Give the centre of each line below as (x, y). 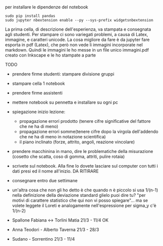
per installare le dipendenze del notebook (47, 7)
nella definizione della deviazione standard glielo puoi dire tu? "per (79, 195)
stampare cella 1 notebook (38, 83)
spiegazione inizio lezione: (39, 112)
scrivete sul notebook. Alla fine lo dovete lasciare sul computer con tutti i (85, 166)
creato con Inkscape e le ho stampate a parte (51, 55)
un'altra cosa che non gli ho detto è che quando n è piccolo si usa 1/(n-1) (85, 190)
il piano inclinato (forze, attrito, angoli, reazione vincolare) (77, 142)
